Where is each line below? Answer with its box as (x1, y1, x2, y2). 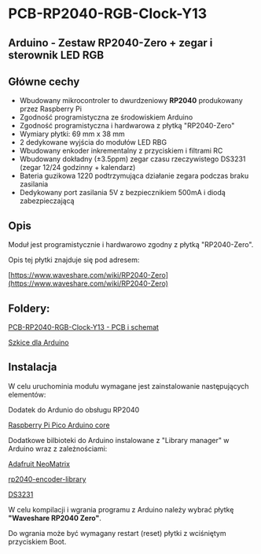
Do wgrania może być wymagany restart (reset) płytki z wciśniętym (8, 528, 226, 537)
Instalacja (8, 360, 57, 374)
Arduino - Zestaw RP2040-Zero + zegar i (8, 36, 213, 50)
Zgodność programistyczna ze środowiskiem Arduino (19, 113, 193, 122)
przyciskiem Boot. (8, 537, 67, 546)
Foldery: (8, 301, 50, 315)
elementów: (8, 390, 46, 399)
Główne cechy (8, 75, 80, 88)
